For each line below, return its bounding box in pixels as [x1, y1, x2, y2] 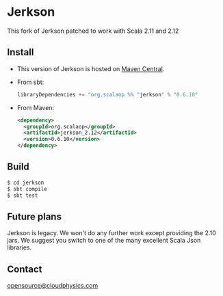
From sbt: [16, 78, 44, 86]
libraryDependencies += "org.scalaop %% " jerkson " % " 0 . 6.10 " [16, 91, 198, 98]
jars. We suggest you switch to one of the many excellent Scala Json [7, 237, 201, 245]
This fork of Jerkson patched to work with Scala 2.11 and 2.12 [7, 27, 179, 35]
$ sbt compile [7, 185, 48, 192]
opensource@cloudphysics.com [7, 282, 99, 290]
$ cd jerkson [7, 179, 44, 186]
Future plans [7, 211, 62, 222]
